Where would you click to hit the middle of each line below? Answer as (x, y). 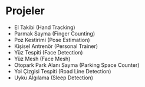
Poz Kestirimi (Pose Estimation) (52, 40)
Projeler (25, 11)
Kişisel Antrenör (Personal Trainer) (56, 46)
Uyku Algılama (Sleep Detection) (54, 78)
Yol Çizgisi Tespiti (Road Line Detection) (62, 71)
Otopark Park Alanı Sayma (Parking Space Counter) (77, 65)
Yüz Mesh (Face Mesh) (42, 59)
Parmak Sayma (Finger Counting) (55, 33)
